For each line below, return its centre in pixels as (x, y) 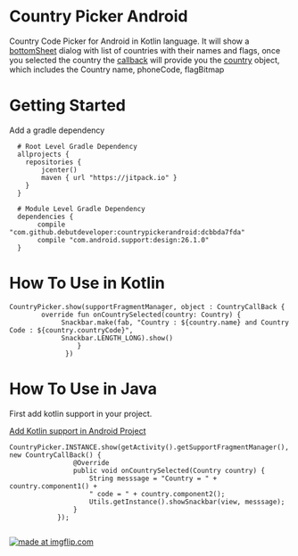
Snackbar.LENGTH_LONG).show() (117, 338)
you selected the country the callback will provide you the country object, (145, 60)
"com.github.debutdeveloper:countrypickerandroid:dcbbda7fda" (127, 232)
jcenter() (59, 170)
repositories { (54, 162)
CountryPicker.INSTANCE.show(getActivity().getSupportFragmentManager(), (149, 447)
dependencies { (46, 217)
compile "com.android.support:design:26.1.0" (123, 240)
